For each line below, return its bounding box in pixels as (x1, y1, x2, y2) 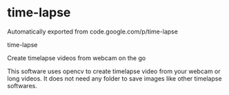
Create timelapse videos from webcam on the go (7, 53, 146, 62)
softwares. (7, 81, 38, 90)
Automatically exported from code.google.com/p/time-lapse (7, 27, 178, 36)
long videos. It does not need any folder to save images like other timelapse (7, 74, 222, 83)
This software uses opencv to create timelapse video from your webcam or (7, 67, 221, 75)
